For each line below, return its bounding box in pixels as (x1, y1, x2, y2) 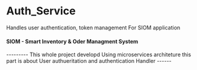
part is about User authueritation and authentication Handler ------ (6, 57, 172, 65)
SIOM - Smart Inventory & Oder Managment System (6, 38, 139, 45)
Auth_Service (6, 4, 76, 18)
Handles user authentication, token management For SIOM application (6, 24, 181, 31)
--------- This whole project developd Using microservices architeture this (6, 51, 192, 58)
